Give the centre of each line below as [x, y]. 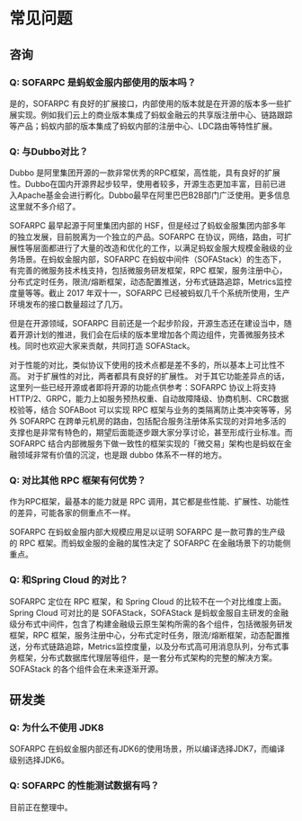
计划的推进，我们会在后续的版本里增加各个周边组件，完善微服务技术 [159, 335]
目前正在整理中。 [41, 807]
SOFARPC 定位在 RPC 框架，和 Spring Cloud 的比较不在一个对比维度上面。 [148, 601]
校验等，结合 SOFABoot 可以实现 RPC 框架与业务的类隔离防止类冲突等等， [147, 410]
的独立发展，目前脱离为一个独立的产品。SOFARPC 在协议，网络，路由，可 [147, 237]
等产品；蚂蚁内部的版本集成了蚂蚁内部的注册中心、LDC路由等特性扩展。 [143, 126]
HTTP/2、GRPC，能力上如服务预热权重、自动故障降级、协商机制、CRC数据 [149, 399]
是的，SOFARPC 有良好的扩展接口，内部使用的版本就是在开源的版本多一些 [147, 103]
